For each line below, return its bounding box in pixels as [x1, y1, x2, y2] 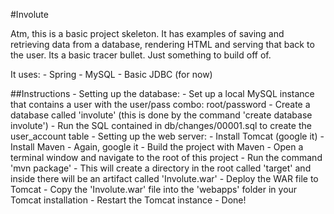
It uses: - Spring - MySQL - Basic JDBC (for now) [10, 69, 213, 80]
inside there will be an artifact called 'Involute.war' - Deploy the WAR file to [10, 173, 319, 184]
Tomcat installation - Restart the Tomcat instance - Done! [10, 194, 247, 206]
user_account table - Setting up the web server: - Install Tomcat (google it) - [10, 130, 325, 142]
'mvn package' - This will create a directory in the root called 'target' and [10, 162, 312, 174]
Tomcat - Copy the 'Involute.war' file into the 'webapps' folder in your [10, 184, 298, 195]
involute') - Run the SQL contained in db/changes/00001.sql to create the [10, 120, 312, 131]
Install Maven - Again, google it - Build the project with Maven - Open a [10, 141, 304, 153]
